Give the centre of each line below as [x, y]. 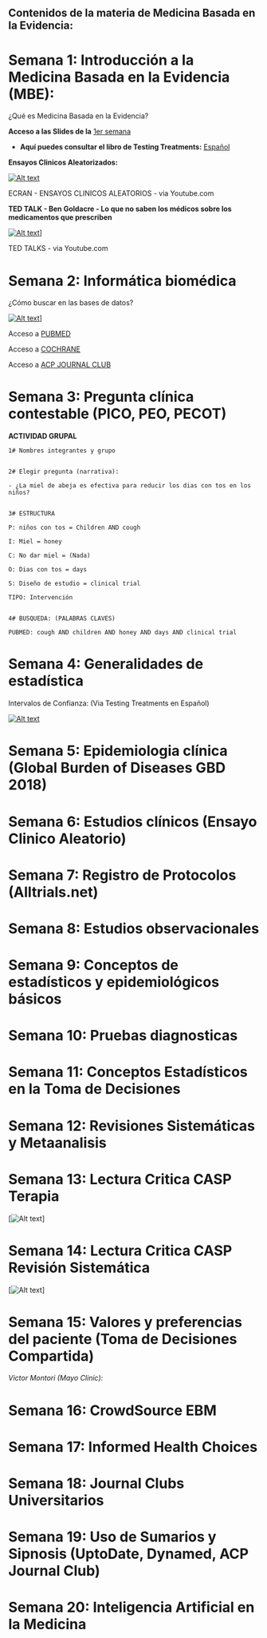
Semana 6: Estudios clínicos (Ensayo [133, 821]
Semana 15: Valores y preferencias [126, 1322]
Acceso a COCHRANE [45, 349]
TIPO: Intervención [41, 598]
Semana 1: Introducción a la [101, 60]
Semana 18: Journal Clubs [96, 1483]
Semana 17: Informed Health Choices [133, 1447]
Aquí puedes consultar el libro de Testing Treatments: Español [125, 147]
